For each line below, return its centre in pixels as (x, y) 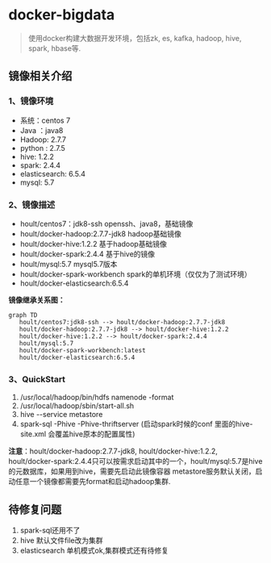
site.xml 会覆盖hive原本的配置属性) (77, 434)
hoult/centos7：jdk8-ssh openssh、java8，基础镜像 (106, 223)
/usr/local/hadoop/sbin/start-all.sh (77, 406)
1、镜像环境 (31, 101)
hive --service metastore (61, 415)
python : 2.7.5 (43, 148)
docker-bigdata (62, 15)
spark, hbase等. (54, 48)
